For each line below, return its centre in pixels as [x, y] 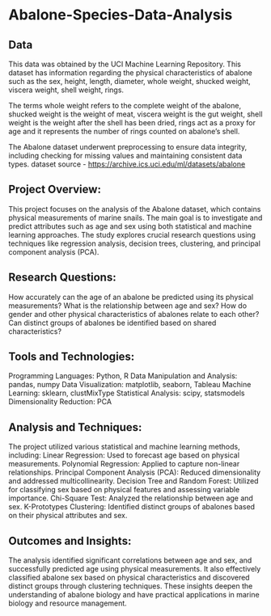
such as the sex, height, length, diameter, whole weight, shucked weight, [129, 81]
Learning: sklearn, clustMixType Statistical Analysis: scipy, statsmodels [127, 393]
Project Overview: [55, 190]
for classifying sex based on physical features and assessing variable [124, 490]
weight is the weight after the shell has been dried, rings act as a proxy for [132, 122]
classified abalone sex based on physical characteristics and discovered [129, 578]
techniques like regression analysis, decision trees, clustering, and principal [135, 243]
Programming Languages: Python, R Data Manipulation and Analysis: [123, 376]
